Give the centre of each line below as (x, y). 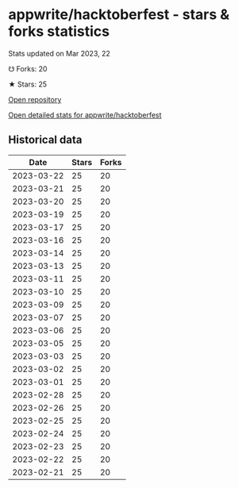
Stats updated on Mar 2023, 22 (59, 53)
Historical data (45, 140)
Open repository (35, 99)
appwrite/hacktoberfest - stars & (119, 15)
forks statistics (59, 31)
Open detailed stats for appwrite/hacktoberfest (85, 115)
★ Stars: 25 (28, 84)
